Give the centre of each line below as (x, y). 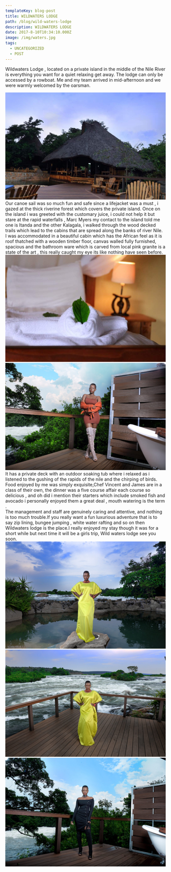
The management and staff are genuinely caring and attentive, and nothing (84, 512)
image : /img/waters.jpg (31, 38)
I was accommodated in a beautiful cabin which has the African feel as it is (84, 236)
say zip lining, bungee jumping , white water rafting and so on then (75, 522)
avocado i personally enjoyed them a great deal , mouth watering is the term (85, 501)
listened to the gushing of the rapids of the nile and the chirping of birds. (81, 479)
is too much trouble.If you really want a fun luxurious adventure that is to (81, 517)
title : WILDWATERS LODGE (32, 16)
